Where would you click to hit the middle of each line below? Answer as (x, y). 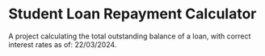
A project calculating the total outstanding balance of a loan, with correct (130, 36)
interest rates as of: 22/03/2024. (63, 44)
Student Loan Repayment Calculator (132, 14)
